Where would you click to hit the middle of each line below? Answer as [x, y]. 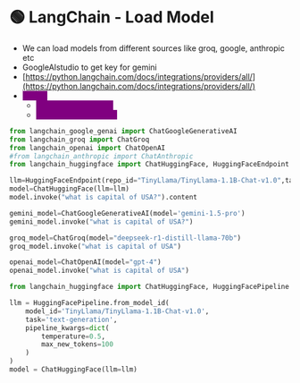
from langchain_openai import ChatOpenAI [87, 148]
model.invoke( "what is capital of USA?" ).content [104, 198]
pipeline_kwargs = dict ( [67, 328]
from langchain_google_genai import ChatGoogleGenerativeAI [124, 131]
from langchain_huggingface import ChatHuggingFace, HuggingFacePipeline [150, 287]
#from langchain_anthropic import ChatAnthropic [101, 156]
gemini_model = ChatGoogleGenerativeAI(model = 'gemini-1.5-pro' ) [127, 213]
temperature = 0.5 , [73, 336]
